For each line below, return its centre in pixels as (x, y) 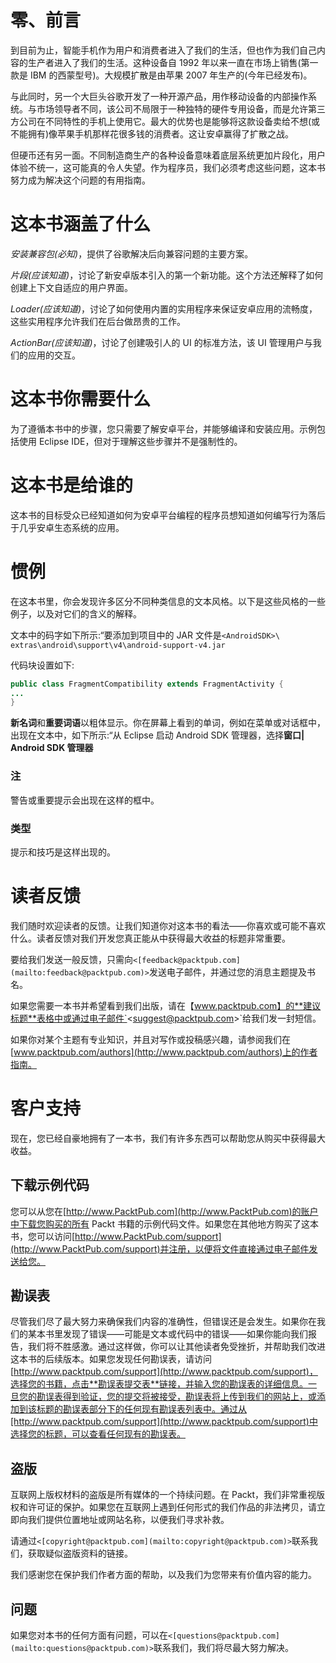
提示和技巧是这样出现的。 (63, 852)
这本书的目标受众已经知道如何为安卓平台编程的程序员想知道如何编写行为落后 (168, 515)
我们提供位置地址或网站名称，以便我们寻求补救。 (128, 1520)
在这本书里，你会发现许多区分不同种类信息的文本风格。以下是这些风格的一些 (168, 601)
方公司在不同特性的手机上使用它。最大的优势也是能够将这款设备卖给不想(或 (165, 121)
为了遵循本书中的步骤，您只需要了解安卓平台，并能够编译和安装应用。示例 (163, 428)
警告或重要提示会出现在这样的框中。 (85, 800)
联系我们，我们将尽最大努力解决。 (224, 1648)
